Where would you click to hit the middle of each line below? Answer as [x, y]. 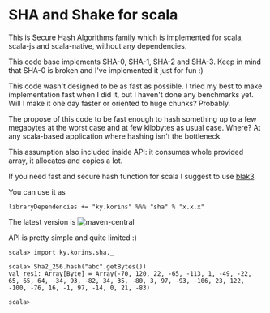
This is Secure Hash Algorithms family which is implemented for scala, [126, 37]
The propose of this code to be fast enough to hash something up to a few [133, 118]
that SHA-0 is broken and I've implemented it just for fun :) [106, 70]
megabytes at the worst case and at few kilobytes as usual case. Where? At [135, 127]
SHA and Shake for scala [93, 15]
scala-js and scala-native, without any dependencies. [98, 45]
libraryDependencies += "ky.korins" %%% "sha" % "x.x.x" [107, 207]
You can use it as [37, 191]
